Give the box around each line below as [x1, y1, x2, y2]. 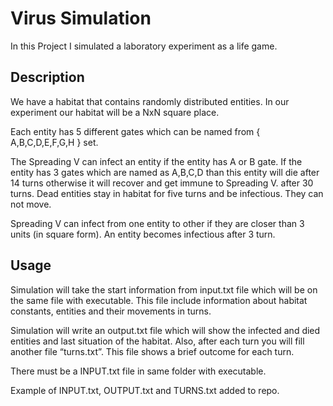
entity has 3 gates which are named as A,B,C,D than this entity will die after [10, 166, 320, 178]
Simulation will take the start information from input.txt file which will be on [10, 283, 318, 296]
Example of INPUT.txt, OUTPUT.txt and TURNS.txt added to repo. [10, 384, 280, 396]
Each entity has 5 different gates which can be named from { [10, 125, 261, 137]
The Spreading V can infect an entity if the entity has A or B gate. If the [10, 155, 303, 167]
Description [10, 69, 85, 86]
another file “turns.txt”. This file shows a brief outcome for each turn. [10, 345, 295, 357]
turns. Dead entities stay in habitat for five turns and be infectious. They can [10, 187, 324, 199]
